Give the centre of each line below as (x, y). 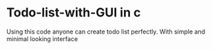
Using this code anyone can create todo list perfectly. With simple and (106, 32)
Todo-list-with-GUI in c (74, 13)
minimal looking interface (42, 38)
